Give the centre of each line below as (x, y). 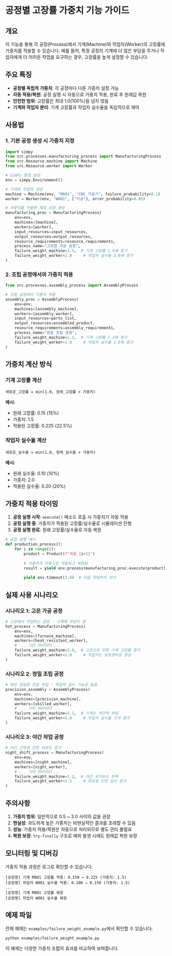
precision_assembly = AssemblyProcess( (48, 689)
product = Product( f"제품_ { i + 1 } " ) (59, 554)
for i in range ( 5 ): (35, 549)
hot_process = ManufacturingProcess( (46, 626)
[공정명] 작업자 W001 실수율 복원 (36, 898)
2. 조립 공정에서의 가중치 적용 (39, 274)
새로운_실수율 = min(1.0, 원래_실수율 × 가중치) (51, 452)
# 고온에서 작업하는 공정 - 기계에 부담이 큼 (46, 622)
